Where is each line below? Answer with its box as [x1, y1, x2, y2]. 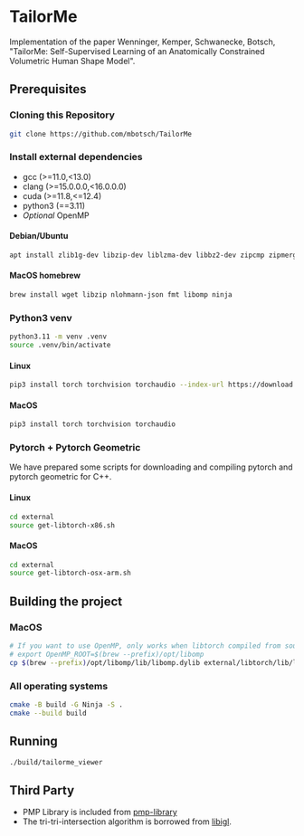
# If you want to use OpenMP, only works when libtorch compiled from [9, 641, 281, 651]
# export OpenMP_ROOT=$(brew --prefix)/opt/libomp [9, 650, 204, 659]
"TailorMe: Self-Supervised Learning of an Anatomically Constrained [9, 45, 265, 56]
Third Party [9, 783, 75, 798]
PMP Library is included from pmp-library [22, 807, 178, 818]
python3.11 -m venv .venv [9, 332, 107, 341]
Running [9, 734, 59, 749]
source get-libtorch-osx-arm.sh [9, 568, 131, 578]
